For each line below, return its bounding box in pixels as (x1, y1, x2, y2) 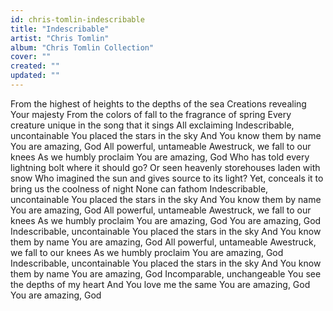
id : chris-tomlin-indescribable (10, 14, 145, 25)
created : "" (10, 61, 60, 71)
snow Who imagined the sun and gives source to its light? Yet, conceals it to (10, 172, 324, 184)
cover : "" (10, 52, 52, 62)
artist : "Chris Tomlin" (10, 33, 110, 43)
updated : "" (10, 71, 60, 81)
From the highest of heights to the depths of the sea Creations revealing (10, 97, 307, 110)
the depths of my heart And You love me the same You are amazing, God (10, 278, 311, 290)
